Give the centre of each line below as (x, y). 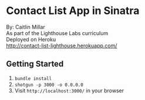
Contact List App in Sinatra (73, 11)
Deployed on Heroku (31, 39)
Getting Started (35, 64)
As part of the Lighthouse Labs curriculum (57, 33)
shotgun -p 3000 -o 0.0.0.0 (49, 85)
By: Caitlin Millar (26, 27)
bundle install (33, 78)
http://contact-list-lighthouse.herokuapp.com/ (62, 46)
